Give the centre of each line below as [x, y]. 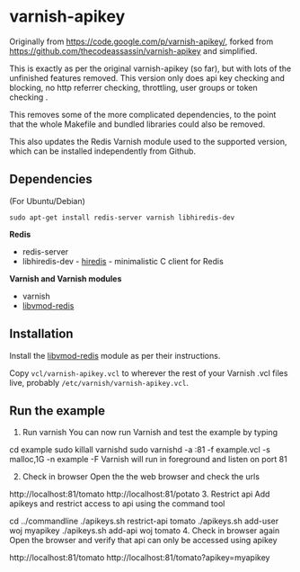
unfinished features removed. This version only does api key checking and [147, 77]
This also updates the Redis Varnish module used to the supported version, [148, 141]
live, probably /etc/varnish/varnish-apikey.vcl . [99, 382]
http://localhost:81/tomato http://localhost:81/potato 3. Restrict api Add [140, 494]
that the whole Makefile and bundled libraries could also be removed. [137, 124]
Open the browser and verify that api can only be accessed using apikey [143, 541]
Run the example [57, 411]
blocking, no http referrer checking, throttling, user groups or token [133, 87]
